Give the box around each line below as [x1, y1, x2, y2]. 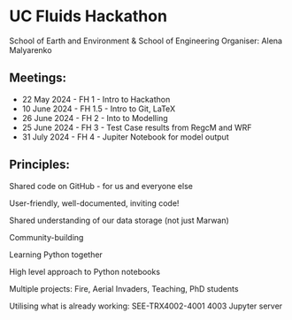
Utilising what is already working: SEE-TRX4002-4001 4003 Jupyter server [9, 301, 283, 311]
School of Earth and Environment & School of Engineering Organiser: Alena [9, 35, 283, 46]
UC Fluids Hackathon [9, 6, 168, 27]
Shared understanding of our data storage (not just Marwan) [9, 215, 230, 225]
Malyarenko [9, 44, 52, 55]
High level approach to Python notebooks [9, 266, 161, 277]
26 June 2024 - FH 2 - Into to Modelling [21, 112, 168, 123]
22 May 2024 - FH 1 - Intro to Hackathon [21, 94, 171, 104]
